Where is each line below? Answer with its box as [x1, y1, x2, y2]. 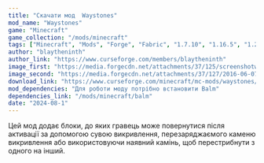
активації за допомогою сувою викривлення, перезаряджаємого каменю [8, 129, 256, 139]
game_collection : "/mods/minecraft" [8, 33, 128, 42]
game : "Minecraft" [8, 26, 68, 34]
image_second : [8, 70, 55, 78]
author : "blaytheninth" [8, 48, 86, 56]
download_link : [8, 77, 58, 85]
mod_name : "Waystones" [8, 19, 82, 27]
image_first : [8, 63, 51, 71]
